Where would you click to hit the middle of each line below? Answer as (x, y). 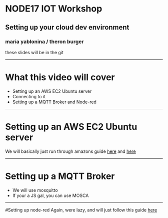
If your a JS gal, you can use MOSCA (50, 195)
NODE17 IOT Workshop (54, 9)
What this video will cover (60, 77)
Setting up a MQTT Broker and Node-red (54, 102)
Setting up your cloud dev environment (67, 27)
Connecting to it (29, 96)
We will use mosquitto (35, 190)
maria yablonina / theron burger (44, 42)
